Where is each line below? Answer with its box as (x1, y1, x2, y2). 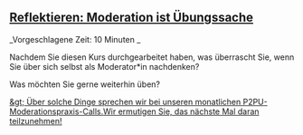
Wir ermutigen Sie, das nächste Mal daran (102, 106, 260, 117)
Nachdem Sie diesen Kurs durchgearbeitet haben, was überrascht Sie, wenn (9, 52, 295, 63)
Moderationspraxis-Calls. (9, 106, 104, 117)
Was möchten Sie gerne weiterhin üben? (9, 79, 161, 90)
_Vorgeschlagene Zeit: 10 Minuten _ (9, 34, 141, 44)
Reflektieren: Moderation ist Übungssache (9, 10, 254, 25)
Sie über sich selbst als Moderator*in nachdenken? (9, 61, 200, 72)
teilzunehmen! (9, 115, 62, 126)
